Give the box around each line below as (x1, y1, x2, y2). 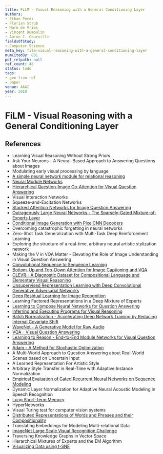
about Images (12, 163, 40, 169)
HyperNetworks (12, 402, 45, 408)
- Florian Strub (5, 21, 38, 26)
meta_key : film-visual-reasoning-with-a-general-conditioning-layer (5, 48, 147, 53)
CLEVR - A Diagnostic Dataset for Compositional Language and (12, 272, 140, 278)
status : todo (5, 66, 32, 71)
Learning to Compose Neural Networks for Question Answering (12, 303, 140, 309)
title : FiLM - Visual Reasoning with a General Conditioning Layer (5, 7, 145, 12)
